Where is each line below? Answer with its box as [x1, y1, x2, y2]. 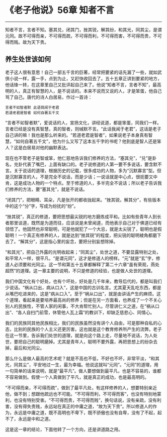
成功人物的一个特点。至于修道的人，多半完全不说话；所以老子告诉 [22, 180, 158, 186]
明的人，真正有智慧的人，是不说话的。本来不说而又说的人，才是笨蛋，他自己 [5, 88, 162, 94]
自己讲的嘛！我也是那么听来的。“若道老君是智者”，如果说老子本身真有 [5, 132, 149, 138]
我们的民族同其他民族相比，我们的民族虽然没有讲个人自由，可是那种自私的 [5, 320, 158, 326]
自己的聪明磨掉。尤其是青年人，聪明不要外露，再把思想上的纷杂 [22, 338, 153, 344]
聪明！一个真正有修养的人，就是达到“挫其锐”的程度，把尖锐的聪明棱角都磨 [5, 232, 158, 238]
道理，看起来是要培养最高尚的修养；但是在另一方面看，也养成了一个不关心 [9, 297, 162, 303]
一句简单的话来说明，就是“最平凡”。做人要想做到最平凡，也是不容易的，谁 [5, 368, 158, 374]
